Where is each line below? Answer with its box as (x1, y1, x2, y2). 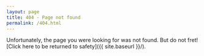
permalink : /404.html (6, 20, 62, 26)
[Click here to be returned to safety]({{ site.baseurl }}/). (6, 43, 146, 50)
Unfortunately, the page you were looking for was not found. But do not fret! (6, 37, 198, 44)
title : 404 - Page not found (6, 14, 81, 20)
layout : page (6, 8, 40, 15)
